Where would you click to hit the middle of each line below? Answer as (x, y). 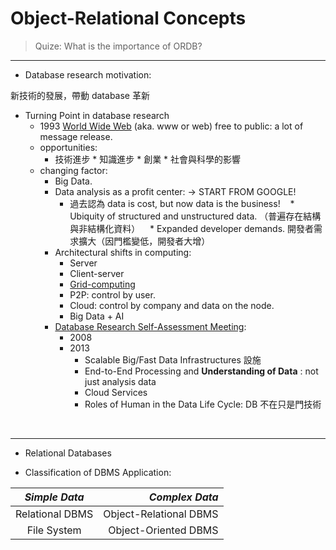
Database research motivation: (88, 74)
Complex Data (183, 497)
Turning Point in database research (97, 115)
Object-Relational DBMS (161, 514)
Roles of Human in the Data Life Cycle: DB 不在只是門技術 (203, 404)
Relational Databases (68, 453)
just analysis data (120, 381)
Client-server (97, 273)
